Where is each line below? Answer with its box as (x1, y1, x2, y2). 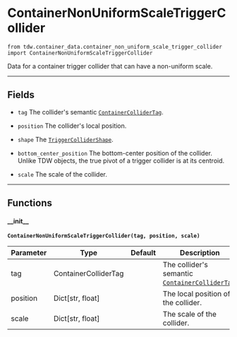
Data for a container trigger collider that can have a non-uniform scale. (7, 61, 213, 70)
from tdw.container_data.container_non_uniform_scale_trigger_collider (7, 43, 222, 50)
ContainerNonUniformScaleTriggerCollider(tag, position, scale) (7, 232, 200, 240)
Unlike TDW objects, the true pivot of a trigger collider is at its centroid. (17, 156, 225, 165)
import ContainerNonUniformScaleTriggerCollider (7, 49, 153, 57)
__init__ (7, 217, 30, 225)
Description (179, 248, 220, 258)
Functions (7, 197, 53, 209)
